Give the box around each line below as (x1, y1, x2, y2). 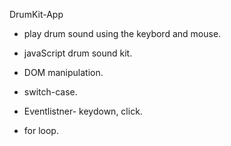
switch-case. (23, 86, 78, 98)
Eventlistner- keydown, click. (23, 105, 143, 117)
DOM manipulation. (23, 67, 104, 78)
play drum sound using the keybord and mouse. (23, 28, 222, 39)
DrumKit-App (9, 9, 64, 20)
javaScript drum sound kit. (23, 47, 133, 59)
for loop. (23, 125, 59, 136)
